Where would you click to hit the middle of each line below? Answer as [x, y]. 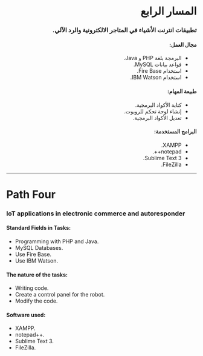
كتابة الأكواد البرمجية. [158, 105]
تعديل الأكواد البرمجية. [157, 118]
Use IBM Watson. [37, 261]
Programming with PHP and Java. [57, 241]
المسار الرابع [169, 11]
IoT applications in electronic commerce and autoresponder [96, 213]
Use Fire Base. [33, 254]
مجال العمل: [183, 44]
